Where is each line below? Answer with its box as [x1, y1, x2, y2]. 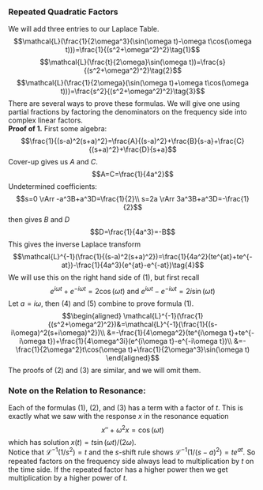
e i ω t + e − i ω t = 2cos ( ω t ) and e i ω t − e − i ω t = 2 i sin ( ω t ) [50, 285, 216, 296]
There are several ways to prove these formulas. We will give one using [8, 99, 241, 108]
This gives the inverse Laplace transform [8, 239, 141, 249]
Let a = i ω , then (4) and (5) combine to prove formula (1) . [8, 299, 194, 308]
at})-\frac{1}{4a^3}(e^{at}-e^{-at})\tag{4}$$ [61, 260, 205, 270]
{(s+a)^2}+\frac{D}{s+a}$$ [88, 145, 178, 154]
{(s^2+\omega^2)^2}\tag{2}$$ [83, 66, 182, 75]
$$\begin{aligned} [62, 311, 122, 320]
